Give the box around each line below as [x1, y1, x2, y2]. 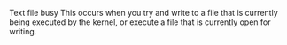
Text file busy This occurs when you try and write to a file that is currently [9, 8, 278, 18]
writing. [9, 26, 37, 36]
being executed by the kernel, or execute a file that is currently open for [9, 17, 271, 27]
